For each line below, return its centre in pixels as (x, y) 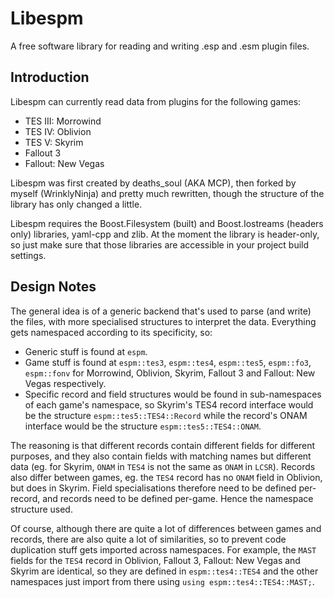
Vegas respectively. (65, 383)
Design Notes (53, 287)
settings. (28, 255)
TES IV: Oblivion (58, 131)
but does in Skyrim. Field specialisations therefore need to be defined (153, 488)
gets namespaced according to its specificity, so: (111, 332)
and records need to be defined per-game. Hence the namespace (178, 498)
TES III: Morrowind (63, 121)
